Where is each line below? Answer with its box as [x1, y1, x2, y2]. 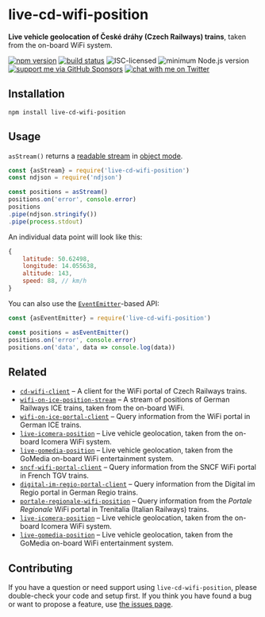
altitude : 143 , [22, 270, 73, 277]
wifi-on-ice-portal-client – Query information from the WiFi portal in [19, 412, 251, 421]
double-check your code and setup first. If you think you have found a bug [8, 591, 252, 601]
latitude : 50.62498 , [22, 254, 90, 263]
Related [8, 365, 48, 378]
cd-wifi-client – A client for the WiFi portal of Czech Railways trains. [19, 386, 248, 396]
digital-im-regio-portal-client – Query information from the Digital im [19, 479, 255, 489]
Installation [8, 87, 65, 101]
